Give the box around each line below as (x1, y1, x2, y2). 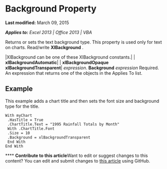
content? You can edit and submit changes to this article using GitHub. (5, 157, 150, 163)
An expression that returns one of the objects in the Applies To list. (5, 70, 142, 76)
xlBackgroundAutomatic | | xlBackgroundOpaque (5, 59, 109, 65)
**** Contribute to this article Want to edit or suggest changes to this (5, 152, 148, 158)
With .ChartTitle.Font (7, 126, 55, 131)
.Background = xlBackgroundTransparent (7, 135, 91, 140)
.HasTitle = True (7, 117, 43, 122)
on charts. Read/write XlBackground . (5, 44, 84, 50)
